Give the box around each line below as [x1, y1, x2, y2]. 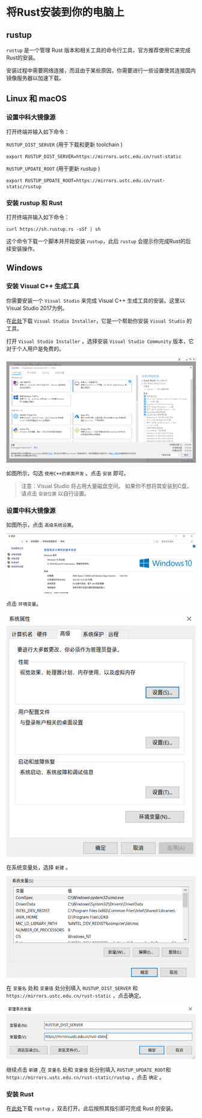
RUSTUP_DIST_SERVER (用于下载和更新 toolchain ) [6, 141, 123, 148]
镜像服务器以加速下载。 [6, 75, 64, 81]
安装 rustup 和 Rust [6, 199, 63, 207]
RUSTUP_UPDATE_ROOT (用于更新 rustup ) [6, 165, 100, 172]
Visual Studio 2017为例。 [6, 304, 68, 312]
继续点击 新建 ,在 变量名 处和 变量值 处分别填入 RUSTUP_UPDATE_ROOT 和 [6, 1066, 171, 1073]
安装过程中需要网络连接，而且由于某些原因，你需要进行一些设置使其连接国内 [6, 67, 196, 74]
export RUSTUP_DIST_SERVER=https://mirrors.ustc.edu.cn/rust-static [6, 153, 182, 159]
